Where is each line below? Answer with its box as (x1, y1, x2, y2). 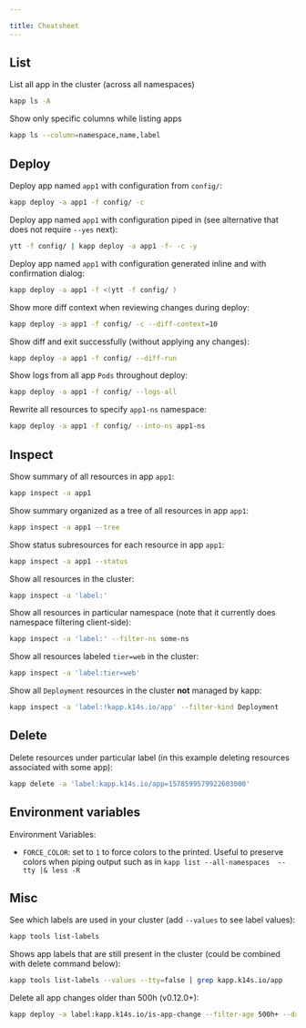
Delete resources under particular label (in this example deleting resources (9, 752, 290, 763)
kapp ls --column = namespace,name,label (9, 131, 161, 140)
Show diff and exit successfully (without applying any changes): (9, 336, 250, 347)
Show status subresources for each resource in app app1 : (9, 539, 225, 550)
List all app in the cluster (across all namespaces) (9, 79, 196, 90)
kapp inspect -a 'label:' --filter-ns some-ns (9, 635, 189, 644)
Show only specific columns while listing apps (9, 113, 182, 124)
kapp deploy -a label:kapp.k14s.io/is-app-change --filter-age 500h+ (9, 1010, 280, 1020)
